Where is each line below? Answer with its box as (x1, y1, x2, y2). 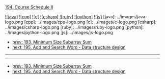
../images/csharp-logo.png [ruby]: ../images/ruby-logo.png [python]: (5, 24, 144, 30)
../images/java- (117, 14, 148, 19)
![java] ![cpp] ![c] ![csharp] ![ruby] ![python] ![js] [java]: (5, 14, 116, 19)
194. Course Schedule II (5, 4, 53, 10)
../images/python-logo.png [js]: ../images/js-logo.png (5, 30, 113, 35)
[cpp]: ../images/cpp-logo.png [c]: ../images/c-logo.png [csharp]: (24, 19, 157, 25)
